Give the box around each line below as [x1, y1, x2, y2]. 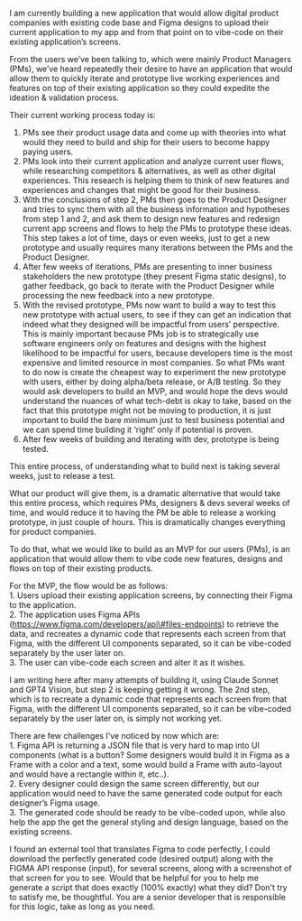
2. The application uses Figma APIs [9, 609, 141, 620]
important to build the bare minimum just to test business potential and [22, 415, 286, 425]
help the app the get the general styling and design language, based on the [9, 816, 288, 827]
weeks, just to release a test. [9, 471, 115, 481]
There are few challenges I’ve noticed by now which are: [9, 731, 220, 741]
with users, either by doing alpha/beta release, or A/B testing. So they [22, 376, 281, 387]
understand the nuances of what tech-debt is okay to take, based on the [22, 396, 292, 406]
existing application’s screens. [9, 36, 122, 47]
